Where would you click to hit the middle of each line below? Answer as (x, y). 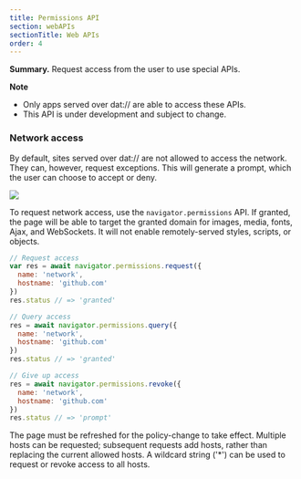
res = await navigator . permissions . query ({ (93, 325)
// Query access (40, 317)
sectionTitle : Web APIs (55, 35)
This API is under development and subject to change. (125, 114)
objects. (25, 241)
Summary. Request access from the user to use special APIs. (125, 69)
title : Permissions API (55, 18)
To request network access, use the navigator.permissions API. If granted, (150, 212)
